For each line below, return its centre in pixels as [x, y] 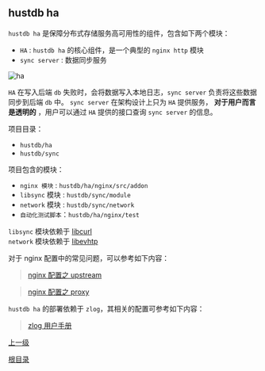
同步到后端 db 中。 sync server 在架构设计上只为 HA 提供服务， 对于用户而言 [132, 101]
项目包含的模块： [36, 169]
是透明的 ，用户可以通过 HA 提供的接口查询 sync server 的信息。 [113, 112]
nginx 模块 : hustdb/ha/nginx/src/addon [84, 185]
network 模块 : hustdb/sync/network [77, 205]
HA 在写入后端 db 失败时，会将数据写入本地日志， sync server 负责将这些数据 [133, 92]
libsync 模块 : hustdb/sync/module [75, 194]
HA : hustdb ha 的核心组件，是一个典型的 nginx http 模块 [111, 50]
